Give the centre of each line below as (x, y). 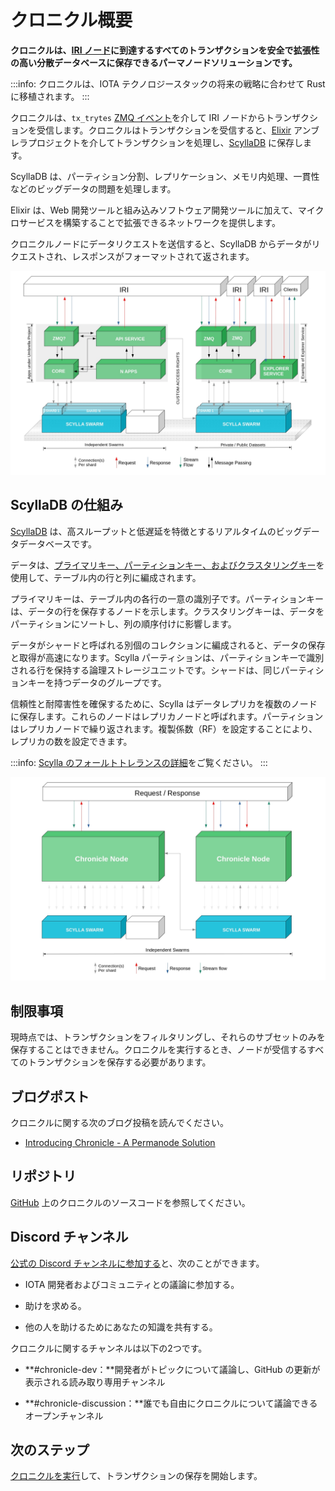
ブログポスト (50, 1096)
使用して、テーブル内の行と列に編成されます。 (106, 577)
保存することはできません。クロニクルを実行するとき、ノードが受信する (159, 1050)
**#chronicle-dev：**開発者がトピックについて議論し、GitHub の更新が (172, 1369)
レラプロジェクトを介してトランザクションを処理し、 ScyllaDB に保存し (157, 142)
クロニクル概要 (71, 20)
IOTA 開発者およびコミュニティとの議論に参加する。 (132, 1284)
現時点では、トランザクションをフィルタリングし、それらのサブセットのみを (168, 1037)
